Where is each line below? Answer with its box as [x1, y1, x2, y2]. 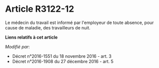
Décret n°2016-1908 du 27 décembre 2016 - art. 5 [12, 58, 114, 64]
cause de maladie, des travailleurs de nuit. [5, 24, 91, 30]
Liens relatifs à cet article [5, 34, 58, 40]
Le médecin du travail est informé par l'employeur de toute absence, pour [5, 20, 154, 25]
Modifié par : [5, 44, 30, 49]
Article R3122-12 [5, 3, 75, 15]
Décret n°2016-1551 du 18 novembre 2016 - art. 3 [12, 53, 112, 59]
